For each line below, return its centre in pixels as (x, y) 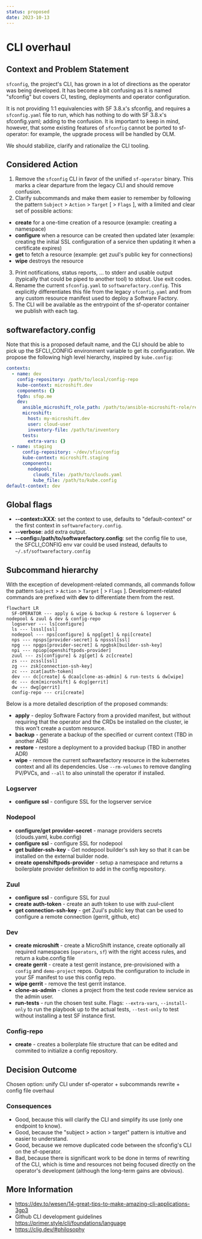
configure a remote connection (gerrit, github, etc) (77, 916)
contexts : (19, 368)
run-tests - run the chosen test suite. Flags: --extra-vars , (87, 1003)
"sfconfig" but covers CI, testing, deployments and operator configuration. (98, 96)
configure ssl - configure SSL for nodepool (69, 843)
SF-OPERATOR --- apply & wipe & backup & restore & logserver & (94, 613)
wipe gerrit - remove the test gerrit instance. (70, 984)
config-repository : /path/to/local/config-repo (78, 379)
